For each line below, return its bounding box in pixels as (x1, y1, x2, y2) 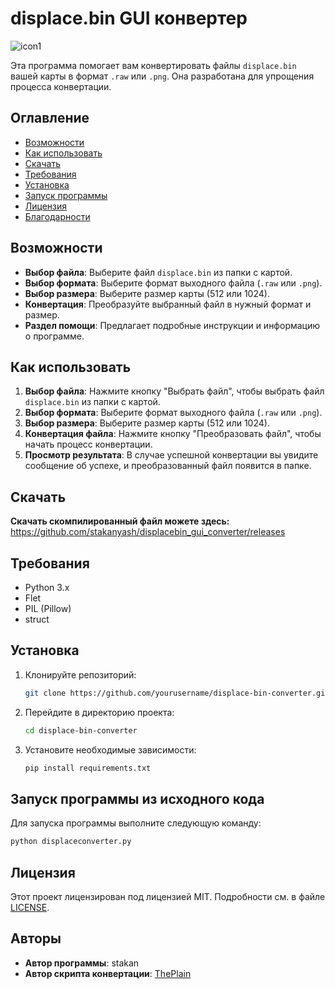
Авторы (10, 930, 62, 947)
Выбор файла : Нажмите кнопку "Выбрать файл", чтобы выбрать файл (24, 385, 325, 397)
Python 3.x (24, 582, 70, 593)
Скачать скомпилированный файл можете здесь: (10, 515, 230, 527)
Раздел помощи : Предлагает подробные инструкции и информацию (24, 319, 321, 331)
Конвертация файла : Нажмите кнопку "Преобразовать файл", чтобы (24, 428, 322, 440)
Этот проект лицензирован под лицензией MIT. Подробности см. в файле (10, 890, 326, 902)
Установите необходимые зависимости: (24, 743, 197, 756)
